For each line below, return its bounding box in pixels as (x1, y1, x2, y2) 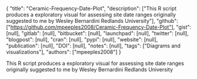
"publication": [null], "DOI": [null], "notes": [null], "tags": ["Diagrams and (6, 42, 181, 49)
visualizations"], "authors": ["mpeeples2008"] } (6, 49, 122, 55)
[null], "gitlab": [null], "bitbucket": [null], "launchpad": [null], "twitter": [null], (6, 30, 189, 37)
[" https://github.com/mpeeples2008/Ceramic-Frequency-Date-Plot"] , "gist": (6, 23, 192, 30)
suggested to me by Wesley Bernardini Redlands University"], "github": (6, 18, 178, 24)
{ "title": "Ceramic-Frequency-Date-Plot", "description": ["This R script (6, 5, 177, 12)
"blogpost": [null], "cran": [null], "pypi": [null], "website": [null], (6, 36, 158, 43)
